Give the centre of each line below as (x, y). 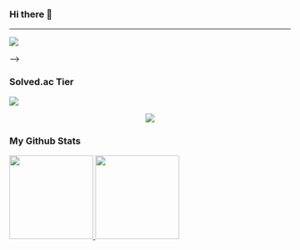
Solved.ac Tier (42, 82)
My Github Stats (45, 140)
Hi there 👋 (31, 14)
